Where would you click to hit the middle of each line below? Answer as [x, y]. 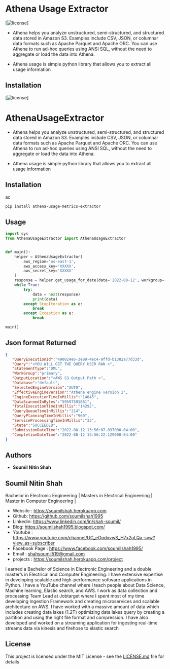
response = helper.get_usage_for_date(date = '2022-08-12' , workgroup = [90, 280]
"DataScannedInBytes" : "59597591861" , [52, 402]
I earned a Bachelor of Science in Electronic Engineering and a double [78, 569]
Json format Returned [41, 343]
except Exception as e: [48, 313]
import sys [17, 234]
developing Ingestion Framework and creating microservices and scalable [82, 601]
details [12, 661]
